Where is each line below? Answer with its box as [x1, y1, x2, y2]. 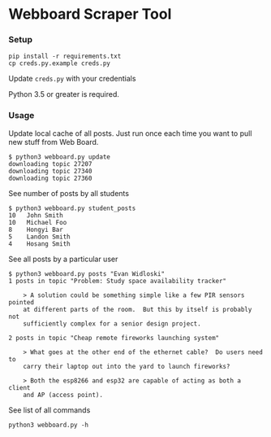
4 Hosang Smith [8, 239, 71, 248]
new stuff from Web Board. [8, 137, 99, 146]
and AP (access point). [23, 391, 104, 399]
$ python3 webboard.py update [8, 152, 111, 161]
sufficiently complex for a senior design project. [23, 319, 201, 328]
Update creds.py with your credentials [8, 74, 136, 84]
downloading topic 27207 [8, 160, 92, 168]
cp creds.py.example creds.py [8, 59, 111, 68]
